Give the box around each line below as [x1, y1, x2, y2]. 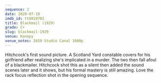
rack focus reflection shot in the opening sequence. [5, 72, 108, 78]
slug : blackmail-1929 [5, 29, 49, 34]
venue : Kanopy [5, 34, 34, 39]
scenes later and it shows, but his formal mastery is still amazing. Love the [5, 67, 154, 73]
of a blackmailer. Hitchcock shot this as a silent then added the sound [5, 62, 144, 68]
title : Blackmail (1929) [5, 20, 55, 26]
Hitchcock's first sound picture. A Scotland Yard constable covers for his [5, 52, 150, 57]
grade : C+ [5, 25, 25, 30]
